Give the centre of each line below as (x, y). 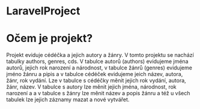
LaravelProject (43, 11)
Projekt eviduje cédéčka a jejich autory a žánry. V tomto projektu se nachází (100, 55)
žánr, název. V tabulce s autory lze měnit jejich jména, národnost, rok (91, 87)
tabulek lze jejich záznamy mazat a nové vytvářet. (68, 99)
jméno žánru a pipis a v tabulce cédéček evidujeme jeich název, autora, (95, 74)
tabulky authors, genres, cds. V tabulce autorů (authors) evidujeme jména (97, 62)
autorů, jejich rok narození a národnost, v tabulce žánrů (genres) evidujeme (99, 68)
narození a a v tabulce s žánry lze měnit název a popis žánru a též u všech (98, 93)
